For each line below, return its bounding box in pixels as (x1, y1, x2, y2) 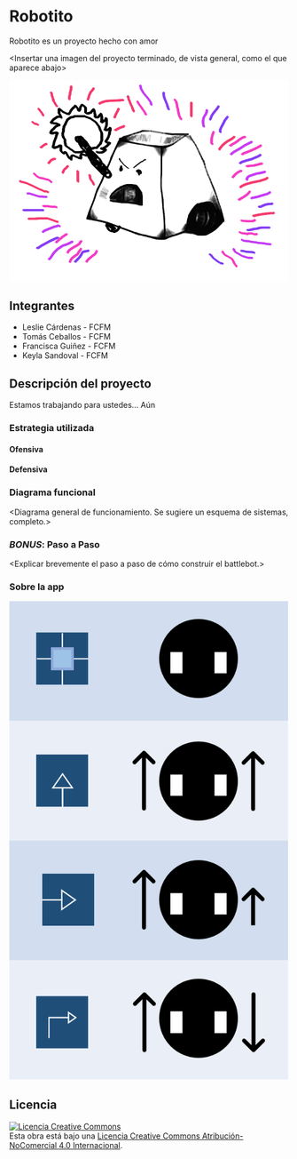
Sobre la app (9, 580, 65, 593)
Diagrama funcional (9, 486, 96, 499)
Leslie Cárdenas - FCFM (21, 322, 112, 332)
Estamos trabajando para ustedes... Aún (9, 400, 156, 411)
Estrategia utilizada (9, 422, 95, 435)
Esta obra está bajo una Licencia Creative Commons (9, 1131, 201, 1141)
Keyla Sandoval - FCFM (21, 350, 109, 361)
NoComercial (9, 1139, 58, 1150)
